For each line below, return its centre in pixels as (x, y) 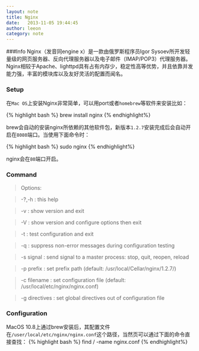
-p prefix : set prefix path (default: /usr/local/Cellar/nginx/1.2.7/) (98, 268)
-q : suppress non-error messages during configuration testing (98, 245)
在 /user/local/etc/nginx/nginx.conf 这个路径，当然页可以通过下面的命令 (96, 334)
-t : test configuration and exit (57, 234)
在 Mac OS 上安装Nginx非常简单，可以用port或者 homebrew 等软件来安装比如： (97, 103)
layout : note (22, 12)
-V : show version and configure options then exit (81, 222)
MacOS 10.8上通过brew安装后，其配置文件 (58, 327)
